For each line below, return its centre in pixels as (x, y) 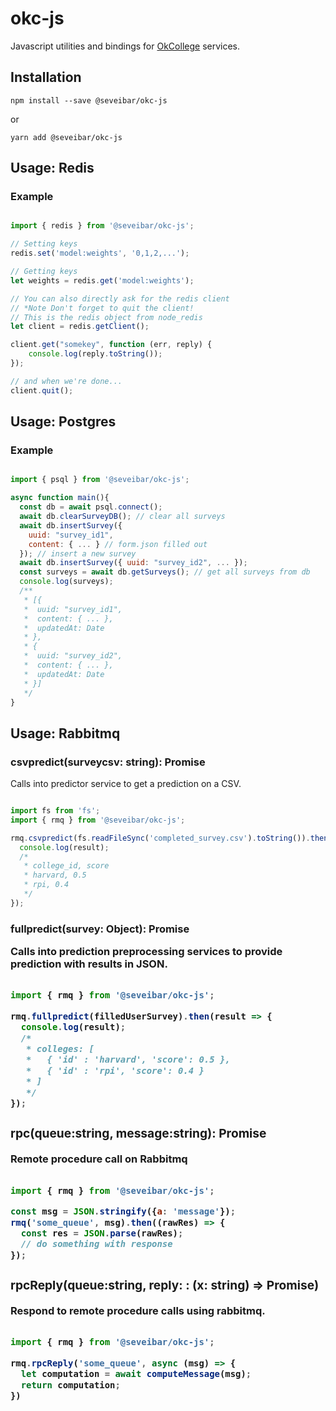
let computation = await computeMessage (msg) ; (136, 1374)
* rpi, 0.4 (46, 885)
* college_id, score (66, 866)
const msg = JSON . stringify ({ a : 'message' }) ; (123, 1211)
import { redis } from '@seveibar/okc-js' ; (102, 226)
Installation (46, 77)
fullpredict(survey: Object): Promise (100, 929)
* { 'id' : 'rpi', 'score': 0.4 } (115, 1070)
